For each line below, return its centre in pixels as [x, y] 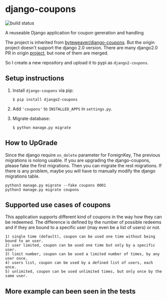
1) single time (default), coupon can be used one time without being [80, 237]
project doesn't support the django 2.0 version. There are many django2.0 [81, 47]
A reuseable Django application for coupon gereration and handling [74, 32]
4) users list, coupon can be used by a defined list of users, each [79, 263]
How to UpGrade [31, 143]
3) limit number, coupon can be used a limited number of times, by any [82, 254]
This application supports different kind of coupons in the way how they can [84, 217]
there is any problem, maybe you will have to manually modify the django [80, 171]
